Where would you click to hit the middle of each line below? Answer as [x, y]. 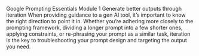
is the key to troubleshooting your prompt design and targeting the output [97, 40]
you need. [19, 46]
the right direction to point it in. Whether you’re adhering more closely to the [100, 21]
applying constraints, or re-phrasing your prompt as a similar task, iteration [98, 34]
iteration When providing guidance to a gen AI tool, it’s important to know [96, 15]
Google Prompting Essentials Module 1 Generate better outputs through [94, 9]
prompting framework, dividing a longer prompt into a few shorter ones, [94, 27]
